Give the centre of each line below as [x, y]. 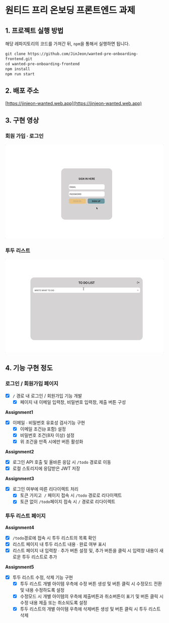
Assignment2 [20, 452]
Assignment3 [20, 478]
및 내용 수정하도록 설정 [42, 590]
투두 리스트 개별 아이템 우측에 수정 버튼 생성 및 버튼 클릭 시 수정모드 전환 [91, 584]
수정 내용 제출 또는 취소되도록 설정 [54, 603]
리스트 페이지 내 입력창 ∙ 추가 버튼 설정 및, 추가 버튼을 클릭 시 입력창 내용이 [85, 550]
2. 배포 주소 [22, 91]
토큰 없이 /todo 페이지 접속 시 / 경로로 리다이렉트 [68, 502]
